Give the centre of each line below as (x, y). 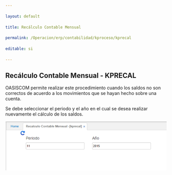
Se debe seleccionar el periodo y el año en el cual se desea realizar (77, 109)
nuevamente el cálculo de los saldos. (44, 114)
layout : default (23, 16)
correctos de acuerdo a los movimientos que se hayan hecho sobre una (81, 93)
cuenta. (13, 99)
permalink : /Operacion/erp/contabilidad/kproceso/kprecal (68, 38)
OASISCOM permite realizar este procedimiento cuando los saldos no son (83, 88)
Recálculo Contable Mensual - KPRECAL (71, 76)
